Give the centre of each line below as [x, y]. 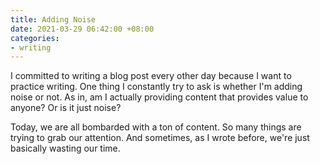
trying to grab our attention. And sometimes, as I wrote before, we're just [160, 138]
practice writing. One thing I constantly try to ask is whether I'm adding [156, 87]
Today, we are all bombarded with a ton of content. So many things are [156, 127]
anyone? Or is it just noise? [66, 108]
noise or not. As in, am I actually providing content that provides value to [159, 97]
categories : [35, 38]
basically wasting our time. [65, 148]
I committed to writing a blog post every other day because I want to [151, 76]
